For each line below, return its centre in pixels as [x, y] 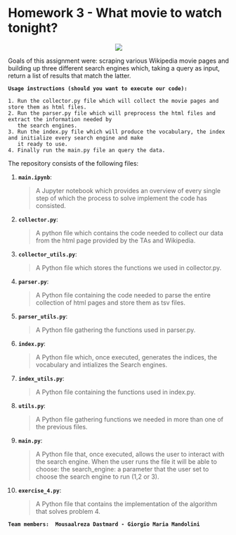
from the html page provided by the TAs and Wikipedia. [116, 240]
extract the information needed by [60, 119]
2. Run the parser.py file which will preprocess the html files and [112, 113]
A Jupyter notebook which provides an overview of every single [128, 190]
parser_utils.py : [43, 316]
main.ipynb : [35, 177]
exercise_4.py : [40, 490]
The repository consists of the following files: [73, 163]
